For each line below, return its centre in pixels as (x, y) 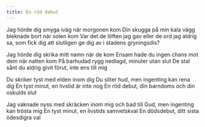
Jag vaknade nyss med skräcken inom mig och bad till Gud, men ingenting (100, 104)
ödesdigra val (24, 117)
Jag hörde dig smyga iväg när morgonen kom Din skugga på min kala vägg (101, 29)
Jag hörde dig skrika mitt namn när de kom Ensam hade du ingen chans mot (102, 54)
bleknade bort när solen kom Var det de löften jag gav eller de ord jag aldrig (102, 36)
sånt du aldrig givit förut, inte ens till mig (57, 67)
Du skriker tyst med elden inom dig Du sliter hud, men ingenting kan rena (99, 79)
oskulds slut (21, 92)
